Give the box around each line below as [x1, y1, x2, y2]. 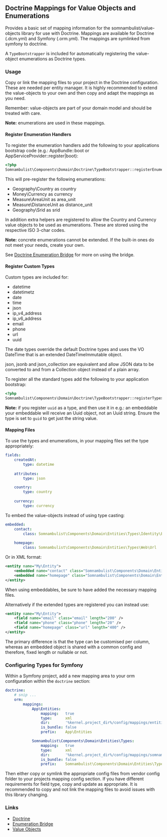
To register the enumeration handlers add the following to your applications [5, 142, 160, 148]
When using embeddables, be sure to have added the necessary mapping [5, 587, 157, 593]
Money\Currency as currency [12, 191, 73, 197]
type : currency [23, 503, 55, 508]
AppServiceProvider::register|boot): [5, 153, 79, 159]
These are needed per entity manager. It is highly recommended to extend [5, 85, 158, 91]
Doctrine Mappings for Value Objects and [5, 4, 136, 12]
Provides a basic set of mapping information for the [5, 25, 110, 31]
